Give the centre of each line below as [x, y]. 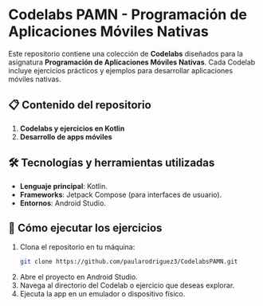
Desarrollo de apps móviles [66, 136]
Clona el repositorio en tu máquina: [77, 247]
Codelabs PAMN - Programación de [128, 15]
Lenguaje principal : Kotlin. [63, 186]
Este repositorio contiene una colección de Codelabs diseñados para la [126, 53]
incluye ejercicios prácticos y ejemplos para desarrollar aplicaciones [121, 70]
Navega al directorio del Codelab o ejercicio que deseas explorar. [127, 285]
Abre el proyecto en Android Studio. [79, 277]
